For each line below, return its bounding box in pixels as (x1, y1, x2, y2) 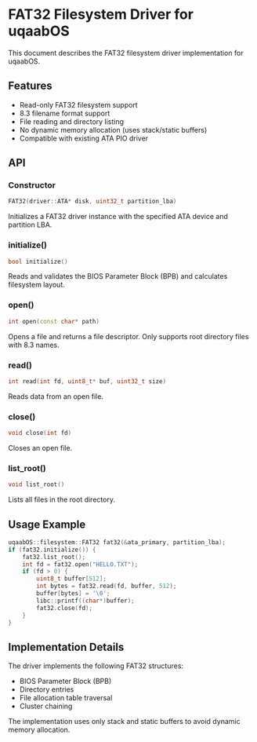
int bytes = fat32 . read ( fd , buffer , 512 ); (36, 583, 177, 590)
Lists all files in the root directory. (8, 495, 116, 504)
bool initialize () (8, 258, 68, 265)
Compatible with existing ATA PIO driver (19, 133, 149, 143)
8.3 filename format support (19, 108, 110, 118)
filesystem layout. (8, 280, 65, 290)
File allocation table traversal (19, 693, 113, 703)
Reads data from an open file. (8, 391, 104, 401)
